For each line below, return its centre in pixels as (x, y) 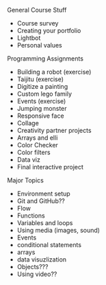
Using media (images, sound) (58, 230)
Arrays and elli (37, 138)
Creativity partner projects (54, 130)
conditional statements (49, 245)
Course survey (38, 23)
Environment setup (43, 193)
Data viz (29, 160)
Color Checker (37, 145)
